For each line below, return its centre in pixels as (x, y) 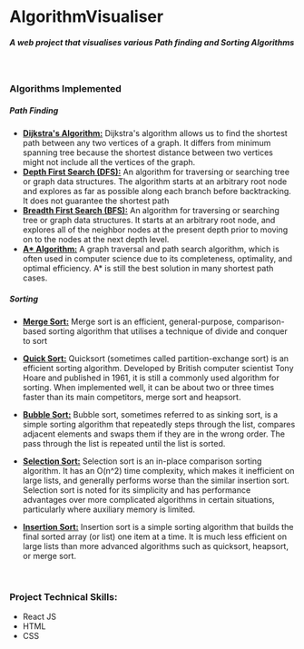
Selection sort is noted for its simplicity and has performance (137, 490)
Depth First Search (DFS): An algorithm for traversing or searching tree (156, 172)
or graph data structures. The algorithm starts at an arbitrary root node (155, 182)
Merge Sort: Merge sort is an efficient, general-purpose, (128, 322)
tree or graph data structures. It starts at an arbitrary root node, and (149, 221)
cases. (35, 278)
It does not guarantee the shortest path (96, 201)
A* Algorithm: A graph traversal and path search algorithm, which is (151, 249)
